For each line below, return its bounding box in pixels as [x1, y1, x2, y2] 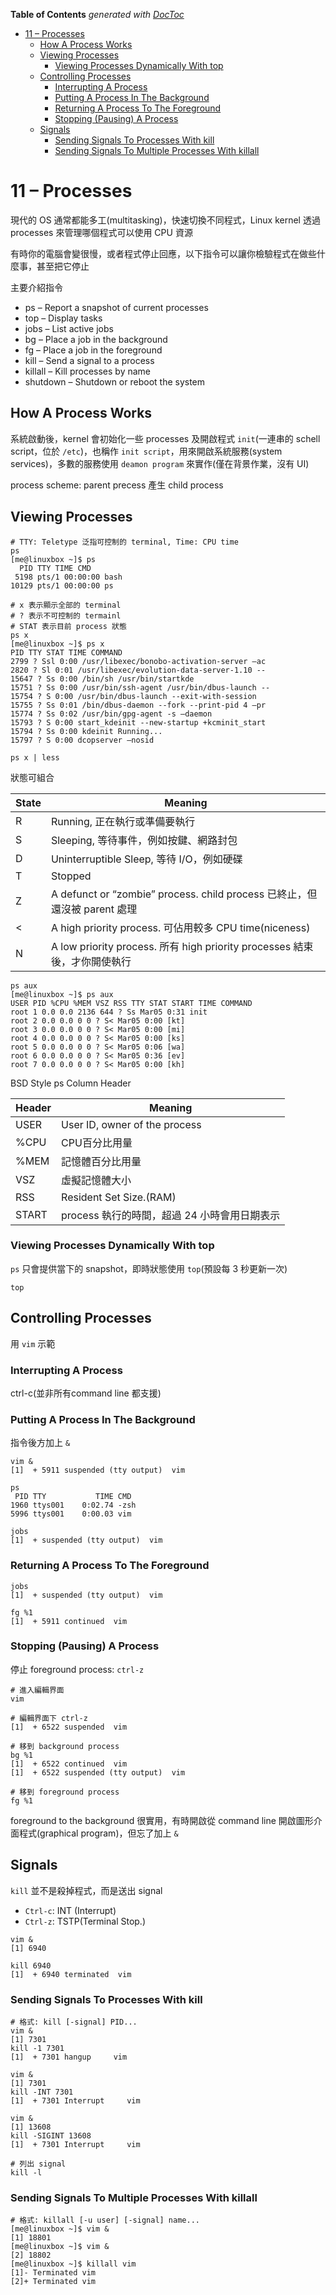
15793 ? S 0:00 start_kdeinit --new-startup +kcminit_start [10, 717, 267, 728]
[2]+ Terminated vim [10, 2277, 97, 2287]
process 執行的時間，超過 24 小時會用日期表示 [61, 1208, 281, 1222]
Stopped [50, 869, 92, 883]
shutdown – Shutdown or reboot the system [24, 375, 206, 388]
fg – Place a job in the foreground [24, 344, 163, 356]
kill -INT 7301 [10, 2087, 74, 2097]
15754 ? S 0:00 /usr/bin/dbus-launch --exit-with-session [10, 691, 257, 701]
